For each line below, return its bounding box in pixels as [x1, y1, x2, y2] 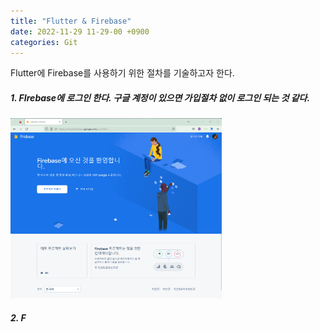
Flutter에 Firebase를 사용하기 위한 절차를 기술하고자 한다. [10, 67, 235, 79]
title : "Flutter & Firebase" [10, 16, 132, 26]
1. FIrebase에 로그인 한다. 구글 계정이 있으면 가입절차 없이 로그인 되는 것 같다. [10, 91, 311, 104]
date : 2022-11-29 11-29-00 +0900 [10, 26, 150, 37]
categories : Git [10, 37, 78, 47]
